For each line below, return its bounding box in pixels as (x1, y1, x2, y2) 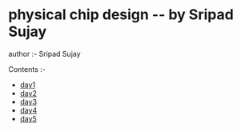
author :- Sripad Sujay (8, 49, 82, 58)
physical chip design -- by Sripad (8, 6, 234, 24)
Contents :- (8, 64, 46, 73)
